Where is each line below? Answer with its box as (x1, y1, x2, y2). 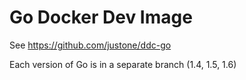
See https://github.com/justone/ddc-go (9, 39, 172, 51)
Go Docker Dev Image (9, 6, 193, 29)
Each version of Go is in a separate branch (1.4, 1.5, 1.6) (9, 58, 237, 70)
